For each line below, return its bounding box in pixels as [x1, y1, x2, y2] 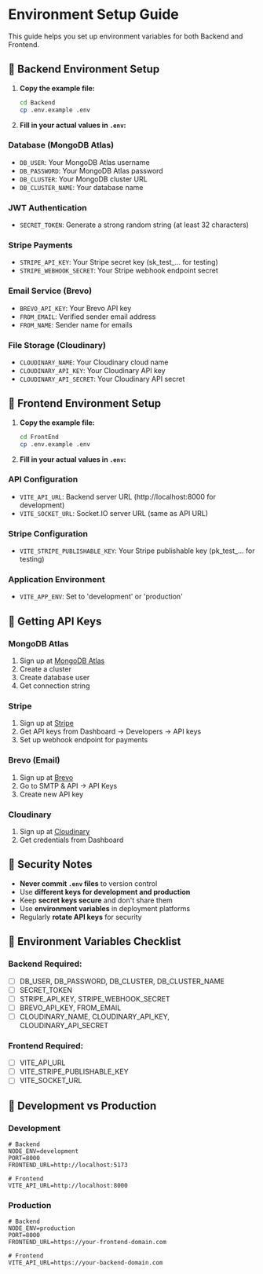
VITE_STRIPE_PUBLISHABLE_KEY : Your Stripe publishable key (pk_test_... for [19, 546, 255, 555]
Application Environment [8, 574, 105, 585]
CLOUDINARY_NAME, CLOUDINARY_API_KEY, [19, 1012, 170, 1021]
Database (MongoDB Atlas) [8, 140, 115, 151]
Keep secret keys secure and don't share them [19, 895, 173, 905]
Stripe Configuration [8, 528, 89, 539]
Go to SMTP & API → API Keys [19, 781, 118, 790]
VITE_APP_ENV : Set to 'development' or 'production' [19, 591, 183, 602]
